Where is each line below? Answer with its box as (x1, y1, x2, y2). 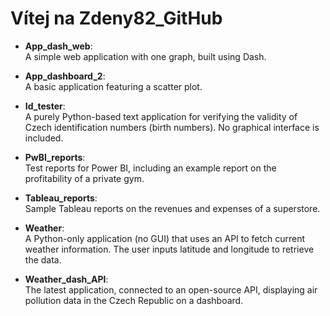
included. (24, 132, 64, 144)
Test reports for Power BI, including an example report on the (24, 162, 277, 174)
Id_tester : (24, 100, 66, 112)
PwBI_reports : (24, 151, 86, 163)
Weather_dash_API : (24, 273, 109, 285)
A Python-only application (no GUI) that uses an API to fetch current (24, 232, 305, 244)
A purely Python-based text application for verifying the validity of (24, 110, 298, 122)
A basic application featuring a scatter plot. (24, 80, 203, 92)
